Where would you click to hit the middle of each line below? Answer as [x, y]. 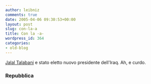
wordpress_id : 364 [25, 39]
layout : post [19, 24]
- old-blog [17, 48]
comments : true [21, 15]
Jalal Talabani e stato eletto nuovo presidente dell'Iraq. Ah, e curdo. [75, 62]
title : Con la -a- [25, 34]
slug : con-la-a [21, 29]
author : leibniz [22, 10]
